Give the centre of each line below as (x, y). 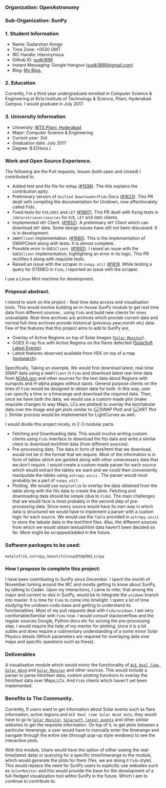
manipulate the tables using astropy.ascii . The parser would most (80, 475)
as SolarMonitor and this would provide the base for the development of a (79, 770)
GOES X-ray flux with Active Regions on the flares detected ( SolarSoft (82, 343)
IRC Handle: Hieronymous (38, 55)
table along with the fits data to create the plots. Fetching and (74, 491)
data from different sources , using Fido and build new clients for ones (76, 313)
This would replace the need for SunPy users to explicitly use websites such (82, 765)
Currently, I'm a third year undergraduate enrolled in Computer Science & (79, 93)
